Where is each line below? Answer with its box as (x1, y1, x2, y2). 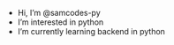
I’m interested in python (17, 17, 104, 27)
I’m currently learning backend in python (17, 26, 166, 36)
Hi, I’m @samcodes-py (17, 8, 102, 18)
